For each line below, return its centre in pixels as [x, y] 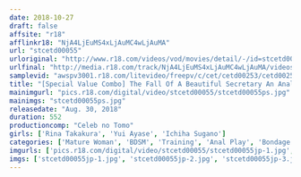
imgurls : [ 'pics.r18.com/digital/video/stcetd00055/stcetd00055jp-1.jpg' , [152, 150]
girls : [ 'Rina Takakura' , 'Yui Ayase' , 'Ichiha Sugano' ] [118, 134]
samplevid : [30, 76]
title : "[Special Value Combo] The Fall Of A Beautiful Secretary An [142, 84]
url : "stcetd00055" [46, 51]
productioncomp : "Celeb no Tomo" [72, 126]
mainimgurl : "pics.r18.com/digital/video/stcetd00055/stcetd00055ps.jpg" [150, 92]
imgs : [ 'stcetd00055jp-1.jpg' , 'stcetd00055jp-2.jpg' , [114, 159]
